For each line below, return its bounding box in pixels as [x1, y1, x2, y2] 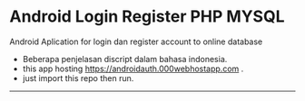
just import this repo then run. [22, 72, 134, 83]
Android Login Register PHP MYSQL [9, 6, 285, 27]
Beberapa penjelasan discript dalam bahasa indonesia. [22, 53, 228, 64]
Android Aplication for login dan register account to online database [9, 36, 263, 47]
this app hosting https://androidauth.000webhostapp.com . [22, 63, 244, 74]
